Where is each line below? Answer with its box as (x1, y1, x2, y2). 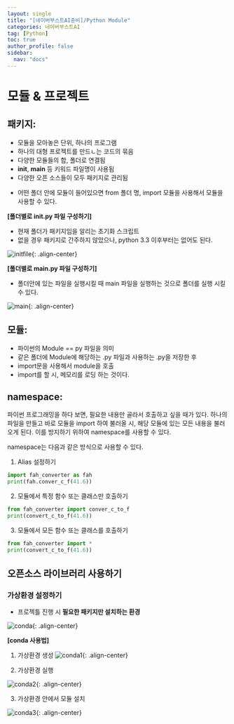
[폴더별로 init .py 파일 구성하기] (7, 212, 92, 220)
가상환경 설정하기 (7, 590, 62, 600)
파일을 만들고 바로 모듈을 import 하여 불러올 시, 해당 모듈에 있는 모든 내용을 (7, 419, 212, 428)
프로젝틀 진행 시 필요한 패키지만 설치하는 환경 (17, 608, 141, 616)
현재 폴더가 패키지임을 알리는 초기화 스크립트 (17, 227, 140, 235)
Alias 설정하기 (17, 457, 56, 467)
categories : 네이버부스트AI (7, 23, 81, 30)
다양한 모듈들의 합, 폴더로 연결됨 (17, 156, 106, 164)
